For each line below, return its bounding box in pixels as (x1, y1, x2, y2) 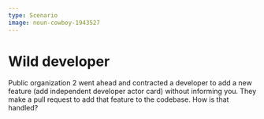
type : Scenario (8, 11, 58, 20)
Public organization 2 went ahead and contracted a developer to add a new (8, 78, 252, 88)
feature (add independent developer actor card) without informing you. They (8, 87, 257, 96)
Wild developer (8, 52, 110, 70)
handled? (8, 103, 39, 113)
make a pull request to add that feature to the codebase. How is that (8, 95, 229, 104)
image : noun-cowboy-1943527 (8, 19, 101, 27)
